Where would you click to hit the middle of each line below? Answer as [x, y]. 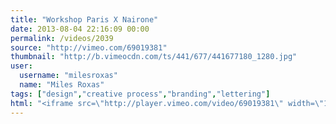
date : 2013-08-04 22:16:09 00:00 [80, 29]
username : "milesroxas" [68, 76]
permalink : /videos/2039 [62, 38]
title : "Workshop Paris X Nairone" [84, 19]
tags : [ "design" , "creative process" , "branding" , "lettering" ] [140, 94]
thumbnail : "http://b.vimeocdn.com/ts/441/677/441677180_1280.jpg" [154, 57]
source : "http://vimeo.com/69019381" [89, 47]
